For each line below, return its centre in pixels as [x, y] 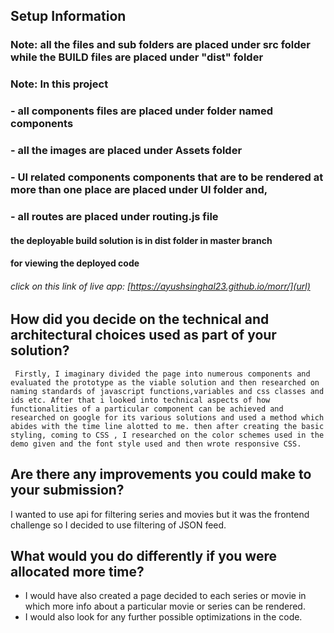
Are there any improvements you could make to [161, 474]
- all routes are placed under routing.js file [114, 216]
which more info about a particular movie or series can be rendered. [165, 606]
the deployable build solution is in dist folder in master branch [141, 240]
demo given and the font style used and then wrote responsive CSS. [156, 444]
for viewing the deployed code [75, 263]
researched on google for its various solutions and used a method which [167, 417]
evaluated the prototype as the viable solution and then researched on [165, 382]
